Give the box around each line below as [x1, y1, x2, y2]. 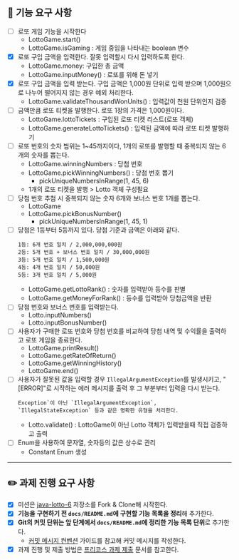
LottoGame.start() [28, 35, 81, 44]
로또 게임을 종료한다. [25, 336, 83, 345]
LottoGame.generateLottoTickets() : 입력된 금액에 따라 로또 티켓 [28, 124, 211, 133]
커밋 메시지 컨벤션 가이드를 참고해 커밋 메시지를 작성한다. [28, 536, 186, 544]
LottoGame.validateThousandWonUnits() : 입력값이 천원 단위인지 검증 [28, 97, 227, 106]
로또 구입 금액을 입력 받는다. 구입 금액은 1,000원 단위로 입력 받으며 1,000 [17, 79, 221, 88]
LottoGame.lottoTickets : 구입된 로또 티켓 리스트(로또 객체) [28, 115, 194, 123]
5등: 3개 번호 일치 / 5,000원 [17, 272, 97, 279]
